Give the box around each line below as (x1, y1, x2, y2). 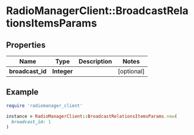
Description (78, 58, 112, 65)
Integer (52, 67, 73, 75)
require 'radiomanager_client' (6, 103, 83, 109)
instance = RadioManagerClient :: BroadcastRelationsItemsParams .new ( (6, 113, 178, 119)
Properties (6, 40, 46, 50)
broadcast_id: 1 (11, 119, 51, 124)
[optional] (117, 67, 145, 75)
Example (6, 87, 39, 97)
